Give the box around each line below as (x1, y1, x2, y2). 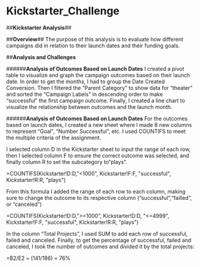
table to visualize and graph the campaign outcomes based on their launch (6, 71, 190, 78)
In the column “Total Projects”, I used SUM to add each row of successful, (6, 230, 188, 237)
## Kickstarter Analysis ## (6, 24, 72, 31)
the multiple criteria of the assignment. (6, 133, 101, 141)
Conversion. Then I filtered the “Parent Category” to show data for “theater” (6, 84, 193, 91)
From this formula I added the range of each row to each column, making (6, 187, 186, 195)
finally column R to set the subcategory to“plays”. (6, 158, 127, 165)
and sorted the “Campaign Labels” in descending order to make (6, 90, 163, 98)
